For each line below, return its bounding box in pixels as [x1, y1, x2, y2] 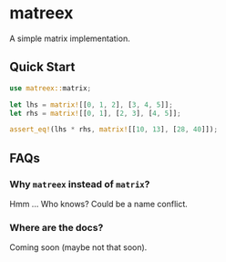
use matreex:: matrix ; [9, 83, 92, 93]
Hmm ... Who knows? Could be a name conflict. [9, 198, 189, 209]
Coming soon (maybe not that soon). [9, 242, 148, 253]
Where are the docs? [9, 221, 104, 234]
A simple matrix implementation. [9, 33, 130, 44]
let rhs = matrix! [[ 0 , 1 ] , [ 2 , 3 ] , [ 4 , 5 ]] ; [9, 109, 181, 118]
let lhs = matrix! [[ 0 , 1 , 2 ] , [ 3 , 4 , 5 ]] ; [9, 100, 173, 110]
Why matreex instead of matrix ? [9, 177, 150, 190]
